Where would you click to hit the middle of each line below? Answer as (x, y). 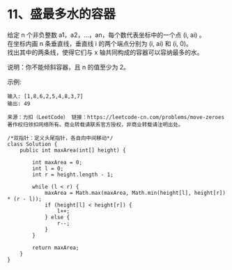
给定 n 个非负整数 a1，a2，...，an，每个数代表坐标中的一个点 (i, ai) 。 (106, 35)
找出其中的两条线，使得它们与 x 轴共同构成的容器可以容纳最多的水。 (105, 52)
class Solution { (32, 144)
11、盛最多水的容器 (62, 14)
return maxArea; (56, 248)
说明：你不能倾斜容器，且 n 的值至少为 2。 (69, 67)
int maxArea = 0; (57, 162)
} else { (57, 217)
